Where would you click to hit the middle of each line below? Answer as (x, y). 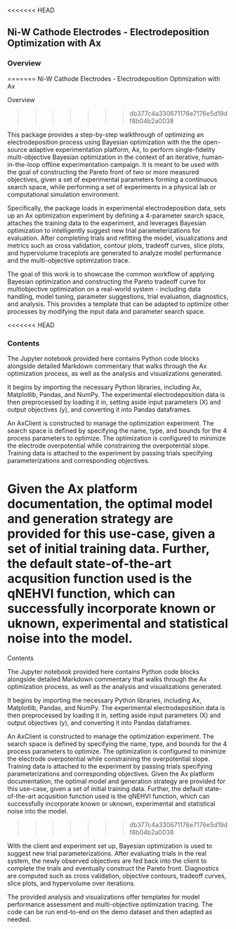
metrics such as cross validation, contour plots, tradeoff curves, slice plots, (116, 245)
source (18, 149)
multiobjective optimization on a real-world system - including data (104, 289)
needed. (19, 919)
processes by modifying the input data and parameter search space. (106, 311)
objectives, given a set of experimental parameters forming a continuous (112, 179)
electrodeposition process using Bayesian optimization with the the (104, 142)
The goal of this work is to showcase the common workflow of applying (111, 274)
